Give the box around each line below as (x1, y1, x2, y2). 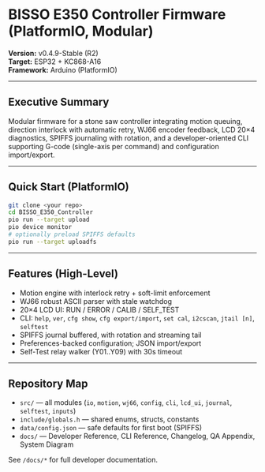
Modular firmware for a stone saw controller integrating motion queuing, (8, 116, 243, 125)
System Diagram (19, 440, 74, 449)
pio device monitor (8, 223, 73, 231)
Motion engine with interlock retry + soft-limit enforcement (19, 288, 211, 298)
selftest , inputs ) (19, 406, 77, 416)
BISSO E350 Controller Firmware (8, 6, 226, 24)
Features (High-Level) (8, 267, 118, 281)
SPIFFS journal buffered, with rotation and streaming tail (19, 330, 202, 339)
